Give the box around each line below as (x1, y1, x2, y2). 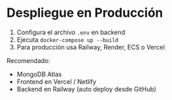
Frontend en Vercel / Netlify (16, 77, 96, 85)
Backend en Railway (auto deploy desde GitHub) (16, 85, 157, 93)
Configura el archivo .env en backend (16, 28, 126, 36)
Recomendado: (6, 56, 50, 64)
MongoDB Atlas (16, 70, 62, 78)
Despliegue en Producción (6, 5, 164, 21)
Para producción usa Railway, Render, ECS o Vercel (16, 43, 165, 51)
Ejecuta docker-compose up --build (16, 35, 119, 43)
